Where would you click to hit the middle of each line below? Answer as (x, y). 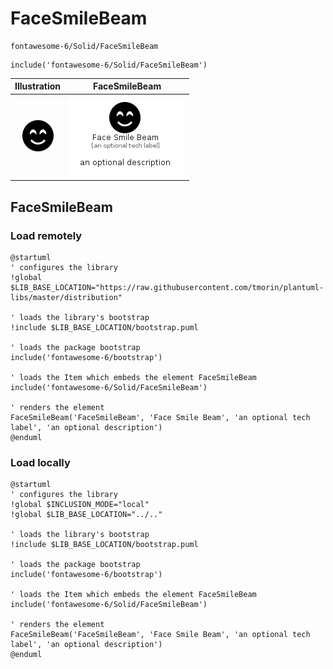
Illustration (38, 86)
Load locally (40, 462)
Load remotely (46, 235)
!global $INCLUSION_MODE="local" (80, 505)
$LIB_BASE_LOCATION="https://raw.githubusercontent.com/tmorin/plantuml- (167, 287)
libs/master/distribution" (66, 297)
